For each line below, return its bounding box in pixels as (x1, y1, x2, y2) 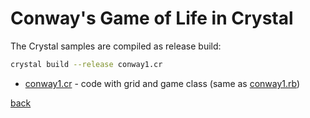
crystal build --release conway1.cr (10, 59, 163, 69)
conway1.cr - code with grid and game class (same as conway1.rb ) (24, 77, 301, 89)
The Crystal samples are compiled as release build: (10, 40, 222, 52)
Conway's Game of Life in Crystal (10, 7, 294, 30)
